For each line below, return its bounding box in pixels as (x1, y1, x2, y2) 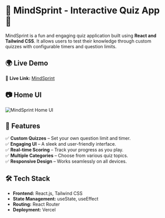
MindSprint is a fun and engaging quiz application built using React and (5, 32, 156, 38)
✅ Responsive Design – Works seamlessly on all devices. (5, 158, 127, 165)
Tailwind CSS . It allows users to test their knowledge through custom (5, 38, 152, 44)
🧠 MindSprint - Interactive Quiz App (5, 5, 160, 16)
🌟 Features (5, 122, 40, 130)
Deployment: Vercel (12, 207, 56, 213)
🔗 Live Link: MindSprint (5, 75, 55, 81)
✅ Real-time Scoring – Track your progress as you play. (5, 147, 124, 153)
